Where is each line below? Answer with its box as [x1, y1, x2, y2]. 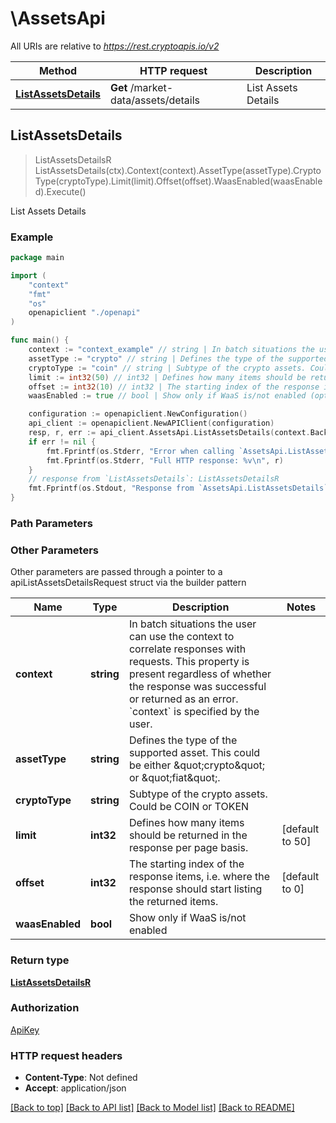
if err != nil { [28, 437, 97, 447]
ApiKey [10, 1023, 40, 1036]
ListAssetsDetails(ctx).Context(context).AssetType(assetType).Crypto [34, 164, 322, 176]
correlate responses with [128, 642, 247, 656]
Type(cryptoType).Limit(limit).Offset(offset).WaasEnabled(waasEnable [34, 175, 323, 187]
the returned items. [128, 895, 219, 909]
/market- [129, 80, 174, 94]
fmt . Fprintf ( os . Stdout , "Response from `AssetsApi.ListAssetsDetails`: [28, 483, 333, 494]
